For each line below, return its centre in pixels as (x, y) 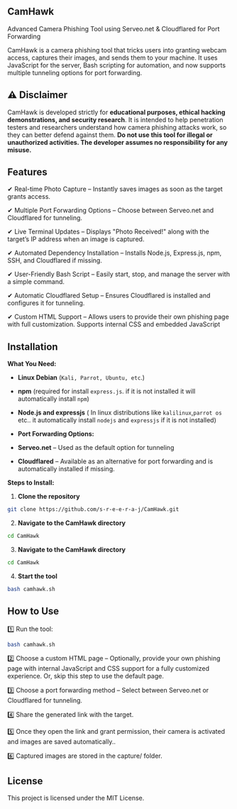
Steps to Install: (31, 483)
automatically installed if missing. (66, 469)
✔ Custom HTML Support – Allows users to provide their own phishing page (118, 317)
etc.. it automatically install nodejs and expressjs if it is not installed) (117, 420)
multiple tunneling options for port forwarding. (75, 72)
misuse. (20, 150)
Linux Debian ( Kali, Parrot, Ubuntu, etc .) (81, 378)
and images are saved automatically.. (61, 742)
